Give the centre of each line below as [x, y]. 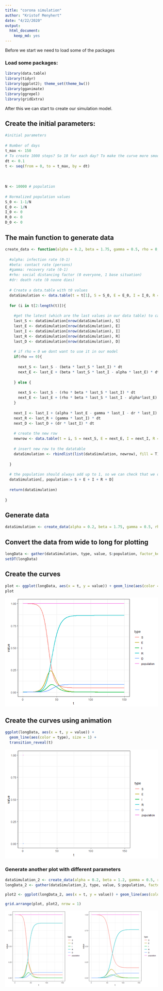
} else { [23, 382]
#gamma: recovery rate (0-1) [39, 270]
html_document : [25, 31]
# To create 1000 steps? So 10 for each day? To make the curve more [77, 156]
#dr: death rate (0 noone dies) [42, 280]
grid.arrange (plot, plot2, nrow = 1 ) [43, 904]
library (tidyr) [20, 79]
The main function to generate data [59, 238]
